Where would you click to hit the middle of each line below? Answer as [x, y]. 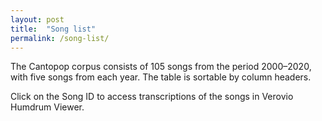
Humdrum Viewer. [47, 107]
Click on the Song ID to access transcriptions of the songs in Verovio [152, 97]
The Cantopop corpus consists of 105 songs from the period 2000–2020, [161, 67]
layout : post [37, 19]
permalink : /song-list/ [60, 38]
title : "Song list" [53, 29]
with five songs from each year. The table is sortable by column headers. [161, 77]
